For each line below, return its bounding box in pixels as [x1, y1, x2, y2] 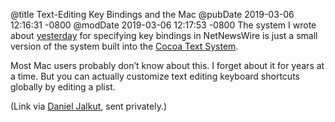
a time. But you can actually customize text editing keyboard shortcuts [10, 70, 300, 82]
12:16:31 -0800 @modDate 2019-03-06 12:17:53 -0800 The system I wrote [10, 19, 317, 31]
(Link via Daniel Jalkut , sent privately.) [10, 100, 168, 112]
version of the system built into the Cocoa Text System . [10, 40, 239, 52]
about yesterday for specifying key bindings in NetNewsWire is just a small [10, 30, 318, 41]
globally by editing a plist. [10, 81, 116, 93]
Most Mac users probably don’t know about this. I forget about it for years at [10, 60, 325, 71]
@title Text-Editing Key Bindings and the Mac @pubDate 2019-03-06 [10, 9, 295, 20]
